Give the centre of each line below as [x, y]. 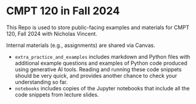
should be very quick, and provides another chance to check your [96, 75]
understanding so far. [41, 82]
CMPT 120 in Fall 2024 [63, 11]
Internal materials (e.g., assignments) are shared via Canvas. [81, 45]
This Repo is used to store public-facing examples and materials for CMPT [98, 27]
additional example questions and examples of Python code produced [101, 63]
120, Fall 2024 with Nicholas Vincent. [52, 33]
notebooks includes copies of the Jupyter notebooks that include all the [102, 88]
